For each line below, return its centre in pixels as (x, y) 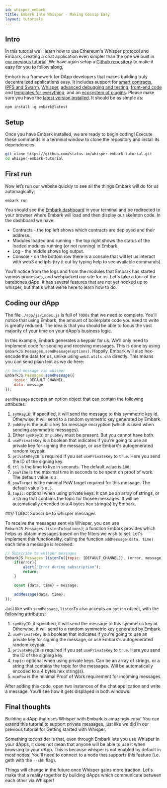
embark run (16, 200)
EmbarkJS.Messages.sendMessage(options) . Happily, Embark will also (74, 351)
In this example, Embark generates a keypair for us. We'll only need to (77, 340)
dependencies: (20, 145)
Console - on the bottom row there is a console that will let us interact (84, 256)
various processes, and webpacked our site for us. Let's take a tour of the (81, 277)
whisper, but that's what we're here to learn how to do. (61, 287)
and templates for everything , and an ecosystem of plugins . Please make (80, 93)
